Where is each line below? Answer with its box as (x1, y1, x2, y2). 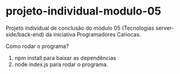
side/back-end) (5, 30, 44, 38)
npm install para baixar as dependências (14, 54, 117, 61)
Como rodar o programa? (5, 42, 69, 50)
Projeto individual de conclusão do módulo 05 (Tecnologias (5, 24, 154, 32)
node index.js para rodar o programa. (14, 61, 108, 68)
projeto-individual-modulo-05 (5, 4, 162, 18)
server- (155, 24, 175, 32)
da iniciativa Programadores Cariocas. (45, 30, 141, 38)
